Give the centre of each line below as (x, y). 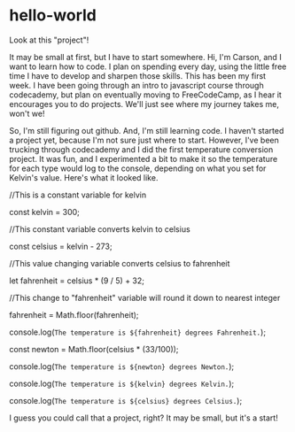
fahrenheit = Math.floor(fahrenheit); (74, 314)
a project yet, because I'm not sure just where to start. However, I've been (144, 140)
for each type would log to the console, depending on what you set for (138, 168)
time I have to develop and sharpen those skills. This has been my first (138, 75)
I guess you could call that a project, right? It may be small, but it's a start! (144, 418)
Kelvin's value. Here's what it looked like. (84, 177)
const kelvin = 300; (44, 212)
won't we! (27, 113)
